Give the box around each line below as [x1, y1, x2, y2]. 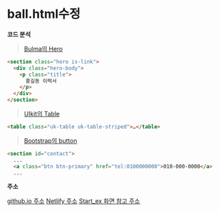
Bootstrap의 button [23, 136, 77, 144]
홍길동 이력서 [25, 77, 57, 84]
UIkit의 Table [23, 110, 60, 118]
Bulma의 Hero [23, 44, 63, 53]
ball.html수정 [7, 6, 81, 22]
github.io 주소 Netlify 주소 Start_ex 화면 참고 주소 [7, 197, 140, 205]
